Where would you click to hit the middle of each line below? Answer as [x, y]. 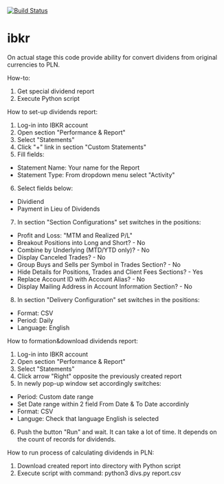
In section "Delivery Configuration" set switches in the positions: [108, 299]
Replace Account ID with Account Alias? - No [81, 279]
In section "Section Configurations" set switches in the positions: [109, 222]
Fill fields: [31, 154]
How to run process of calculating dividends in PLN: [81, 452]
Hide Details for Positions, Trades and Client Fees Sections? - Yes [110, 272]
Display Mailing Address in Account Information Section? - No [104, 286]
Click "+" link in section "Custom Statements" [81, 147]
